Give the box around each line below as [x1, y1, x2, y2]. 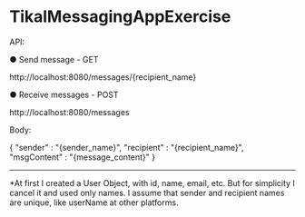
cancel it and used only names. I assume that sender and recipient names [9, 187, 285, 198]
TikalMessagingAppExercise [9, 6, 231, 27]
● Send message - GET [9, 54, 99, 64]
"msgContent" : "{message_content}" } [9, 152, 156, 163]
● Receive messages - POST [9, 89, 120, 100]
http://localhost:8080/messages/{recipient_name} [9, 71, 197, 83]
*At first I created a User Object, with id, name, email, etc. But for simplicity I [9, 177, 295, 188]
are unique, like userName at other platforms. [9, 197, 179, 208]
